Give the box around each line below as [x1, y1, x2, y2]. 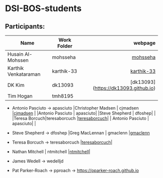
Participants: [5, 22, 45, 31]
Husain [7, 51, 24, 57]
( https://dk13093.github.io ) [93, 85, 156, 91]
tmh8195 [51, 93, 74, 99]
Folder [57, 43, 73, 49]
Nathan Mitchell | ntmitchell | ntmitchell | [12, 149, 91, 154]
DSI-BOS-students [5, 3, 81, 14]
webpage [133, 40, 156, 46]
